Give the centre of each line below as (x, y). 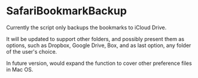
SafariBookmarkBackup (67, 11)
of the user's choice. (32, 51)
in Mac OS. (20, 69)
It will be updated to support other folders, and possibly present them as (95, 39)
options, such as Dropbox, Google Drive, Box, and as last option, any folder (99, 45)
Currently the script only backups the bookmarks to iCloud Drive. (86, 27)
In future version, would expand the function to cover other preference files (99, 63)
